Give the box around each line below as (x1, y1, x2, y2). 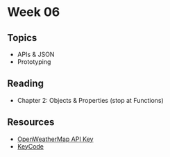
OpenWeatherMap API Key (17, 135, 94, 143)
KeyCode (17, 142, 44, 150)
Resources (7, 116, 55, 129)
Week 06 (7, 4, 60, 20)
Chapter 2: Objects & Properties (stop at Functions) (17, 96, 164, 104)
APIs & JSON (17, 50, 55, 58)
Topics (7, 32, 37, 44)
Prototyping (17, 58, 51, 66)
